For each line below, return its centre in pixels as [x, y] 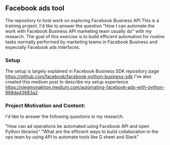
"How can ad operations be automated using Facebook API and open [77, 126]
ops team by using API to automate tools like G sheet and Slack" [72, 137]
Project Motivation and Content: [46, 106]
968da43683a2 [22, 93]
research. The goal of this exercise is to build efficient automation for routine [85, 36]
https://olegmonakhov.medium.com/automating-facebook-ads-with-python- [85, 87]
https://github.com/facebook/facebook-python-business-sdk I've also [78, 77]
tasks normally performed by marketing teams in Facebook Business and [81, 42]
